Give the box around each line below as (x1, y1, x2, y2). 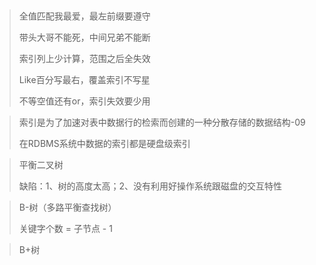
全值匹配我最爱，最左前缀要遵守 (18, 10, 151, 22)
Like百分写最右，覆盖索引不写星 (18, 74, 151, 85)
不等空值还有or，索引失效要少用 (18, 95, 151, 107)
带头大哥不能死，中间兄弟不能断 (18, 31, 151, 43)
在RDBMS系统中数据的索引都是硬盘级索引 (18, 138, 191, 149)
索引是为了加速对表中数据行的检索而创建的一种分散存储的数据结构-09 (18, 116, 306, 128)
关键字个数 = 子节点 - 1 (18, 223, 113, 234)
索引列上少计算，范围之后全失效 (18, 53, 151, 64)
